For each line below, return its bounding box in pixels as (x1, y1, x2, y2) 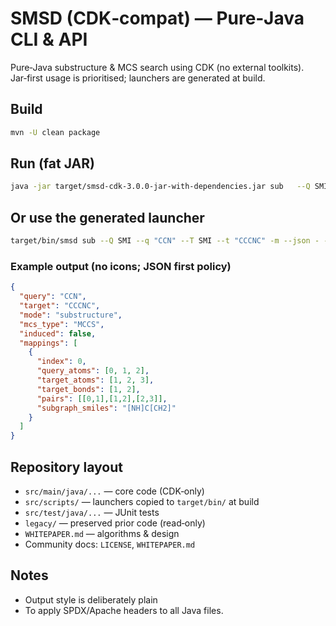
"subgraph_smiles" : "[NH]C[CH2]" (36, 403, 177, 413)
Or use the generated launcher (10, 209, 205, 226)
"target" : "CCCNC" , (19, 301, 101, 311)
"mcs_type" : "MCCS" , (19, 319, 105, 329)
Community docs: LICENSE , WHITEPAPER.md (24, 538, 196, 550)
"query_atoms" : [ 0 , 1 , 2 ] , (36, 366, 150, 376)
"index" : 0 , (36, 357, 87, 367)
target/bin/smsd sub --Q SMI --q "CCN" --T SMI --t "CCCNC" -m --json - (10, 236, 320, 246)
